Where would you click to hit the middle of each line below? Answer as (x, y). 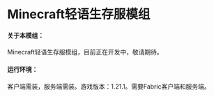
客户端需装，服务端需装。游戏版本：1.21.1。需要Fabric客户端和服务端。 (109, 86)
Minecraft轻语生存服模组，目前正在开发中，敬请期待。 (85, 52)
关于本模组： (25, 35)
